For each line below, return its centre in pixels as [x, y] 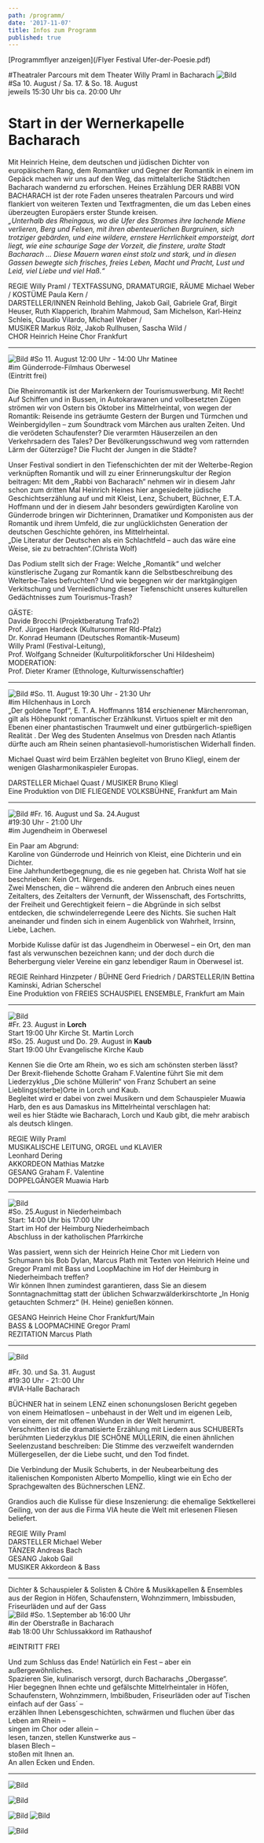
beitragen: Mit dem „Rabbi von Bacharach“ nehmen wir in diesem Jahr [122, 482]
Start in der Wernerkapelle [96, 124]
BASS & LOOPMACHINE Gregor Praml [70, 1326]
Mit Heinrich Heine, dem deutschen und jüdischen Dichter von [109, 162]
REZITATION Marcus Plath [50, 1334]
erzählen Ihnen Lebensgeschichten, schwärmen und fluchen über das [121, 1712]
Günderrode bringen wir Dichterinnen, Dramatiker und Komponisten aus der [131, 515]
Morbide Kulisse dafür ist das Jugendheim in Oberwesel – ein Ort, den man [130, 945]
